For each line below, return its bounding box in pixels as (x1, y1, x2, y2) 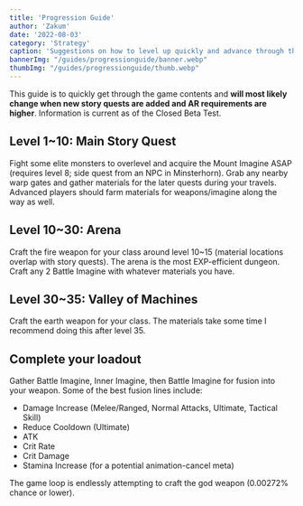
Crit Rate (22, 441, 56, 452)
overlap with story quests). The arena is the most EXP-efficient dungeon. (9, 256, 280, 267)
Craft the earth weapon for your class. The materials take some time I (9, 315, 268, 326)
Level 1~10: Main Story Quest (9, 134, 177, 149)
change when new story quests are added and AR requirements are (9, 98, 268, 108)
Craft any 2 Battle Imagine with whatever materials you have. (9, 266, 235, 276)
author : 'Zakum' (9, 22, 70, 31)
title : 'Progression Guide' (9, 13, 115, 23)
